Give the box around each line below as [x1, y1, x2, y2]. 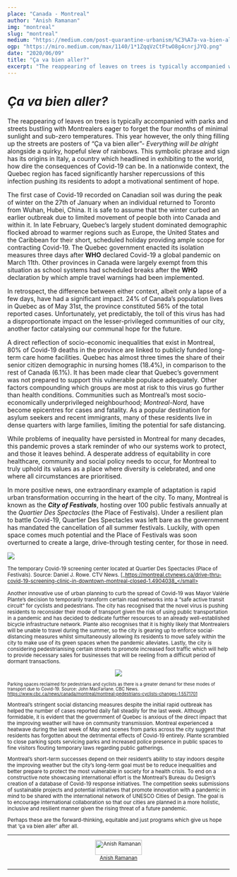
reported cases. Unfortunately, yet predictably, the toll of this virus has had [7, 309, 225, 318]
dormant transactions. [7, 658, 61, 665]
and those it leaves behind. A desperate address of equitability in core [7, 449, 212, 458]
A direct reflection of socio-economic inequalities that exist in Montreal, [7, 338, 216, 346]
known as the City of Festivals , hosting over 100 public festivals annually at [7, 500, 228, 509]
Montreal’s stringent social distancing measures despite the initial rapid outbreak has [7, 701, 213, 708]
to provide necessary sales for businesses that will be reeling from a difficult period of [7, 652, 216, 659]
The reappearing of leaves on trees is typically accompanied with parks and [7, 117, 229, 125]
